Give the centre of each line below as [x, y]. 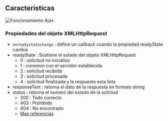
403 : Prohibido [36, 103]
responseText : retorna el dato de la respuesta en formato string [78, 87]
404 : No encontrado [42, 108]
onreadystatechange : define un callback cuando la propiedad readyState [88, 44]
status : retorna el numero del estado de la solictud [65, 92]
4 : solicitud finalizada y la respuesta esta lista [68, 82]
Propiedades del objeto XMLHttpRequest [56, 33]
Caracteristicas [30, 8]
